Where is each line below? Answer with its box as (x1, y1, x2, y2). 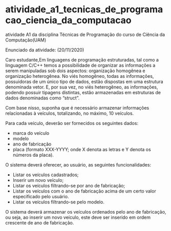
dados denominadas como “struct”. (5, 95, 80, 101)
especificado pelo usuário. (12, 193, 69, 199)
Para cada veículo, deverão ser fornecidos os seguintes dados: (5, 120, 139, 126)
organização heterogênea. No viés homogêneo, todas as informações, (5, 73, 154, 79)
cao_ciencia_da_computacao (5, 14, 132, 26)
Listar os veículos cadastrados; (12, 172, 79, 178)
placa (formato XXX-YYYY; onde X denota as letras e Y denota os (12, 146, 151, 152)
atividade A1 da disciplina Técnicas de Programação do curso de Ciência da (5, 31, 165, 37)
